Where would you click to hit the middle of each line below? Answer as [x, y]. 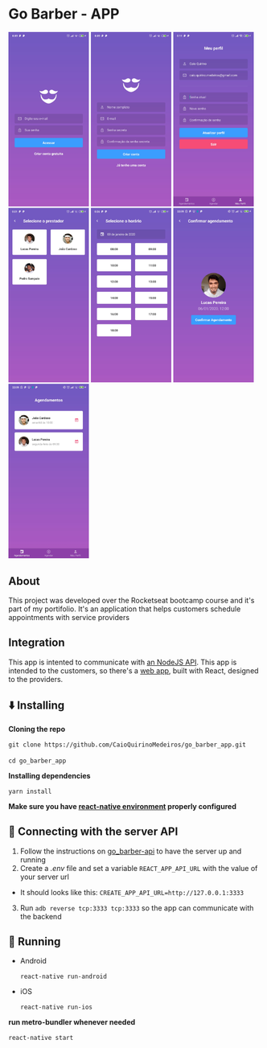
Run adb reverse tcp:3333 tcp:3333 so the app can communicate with [137, 908]
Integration [37, 643]
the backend [41, 916]
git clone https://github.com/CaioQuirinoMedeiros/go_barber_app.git [127, 745]
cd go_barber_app [37, 761]
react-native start [41, 1038]
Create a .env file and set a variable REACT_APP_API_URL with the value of [139, 868]
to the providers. [36, 679]
